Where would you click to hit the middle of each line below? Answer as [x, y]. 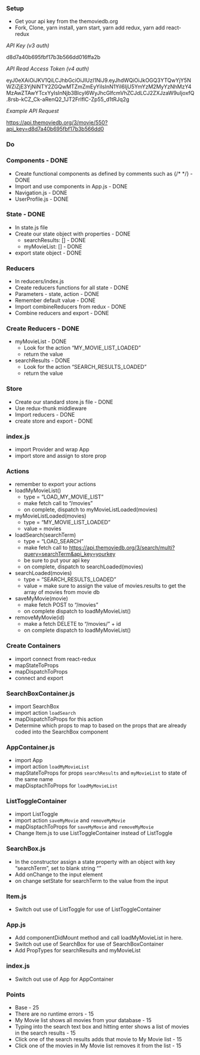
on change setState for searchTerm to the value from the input [91, 880]
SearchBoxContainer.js [41, 693]
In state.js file [31, 227]
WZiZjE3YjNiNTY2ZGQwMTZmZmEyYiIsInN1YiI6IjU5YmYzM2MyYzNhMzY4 [99, 87]
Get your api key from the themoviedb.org [66, 22]
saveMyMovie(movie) [41, 598]
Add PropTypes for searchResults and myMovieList [78, 950]
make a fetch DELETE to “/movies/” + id [72, 624]
